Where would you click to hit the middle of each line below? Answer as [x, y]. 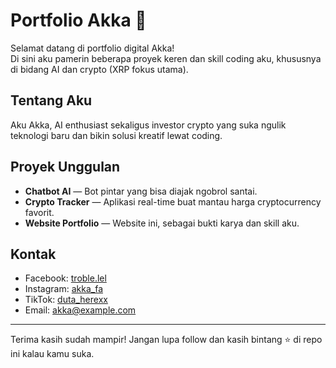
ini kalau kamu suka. [52, 354]
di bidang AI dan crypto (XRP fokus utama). [99, 69]
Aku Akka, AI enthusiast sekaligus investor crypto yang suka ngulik [148, 125]
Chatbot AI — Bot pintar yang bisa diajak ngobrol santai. [141, 191]
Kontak [33, 254]
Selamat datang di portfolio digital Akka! [92, 48]
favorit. [39, 212]
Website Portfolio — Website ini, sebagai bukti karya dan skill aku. [162, 223]
